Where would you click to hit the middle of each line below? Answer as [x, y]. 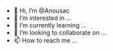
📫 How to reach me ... [45, 40]
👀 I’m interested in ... [42, 18]
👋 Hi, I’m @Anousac [41, 11]
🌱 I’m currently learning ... [50, 25]
